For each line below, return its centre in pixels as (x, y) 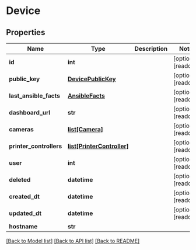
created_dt (24, 197)
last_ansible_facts (34, 96)
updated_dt (25, 213)
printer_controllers (36, 146)
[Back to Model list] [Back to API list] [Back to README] (73, 241)
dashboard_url (30, 112)
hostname (23, 226)
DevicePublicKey (92, 79)
